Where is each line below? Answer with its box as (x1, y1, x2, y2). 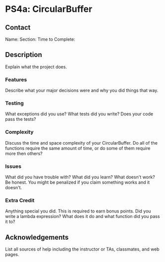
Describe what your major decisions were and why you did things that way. (5, 88, 159, 94)
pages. (5, 252, 19, 258)
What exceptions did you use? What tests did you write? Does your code (5, 111, 154, 117)
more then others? (5, 150, 43, 157)
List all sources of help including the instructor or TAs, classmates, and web (5, 246, 160, 252)
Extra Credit (5, 197, 35, 204)
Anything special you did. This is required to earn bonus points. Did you (5, 208, 151, 214)
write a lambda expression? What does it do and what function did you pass (5, 213, 160, 219)
